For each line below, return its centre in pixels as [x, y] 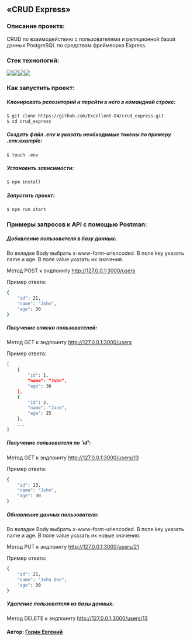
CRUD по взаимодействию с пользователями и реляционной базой [91, 39]
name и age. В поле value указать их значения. [65, 259]
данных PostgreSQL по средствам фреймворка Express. [77, 45]
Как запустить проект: [41, 88]
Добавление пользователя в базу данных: [62, 238]
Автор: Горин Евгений [35, 632]
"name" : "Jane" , [47, 408]
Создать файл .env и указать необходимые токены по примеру [89, 134]
